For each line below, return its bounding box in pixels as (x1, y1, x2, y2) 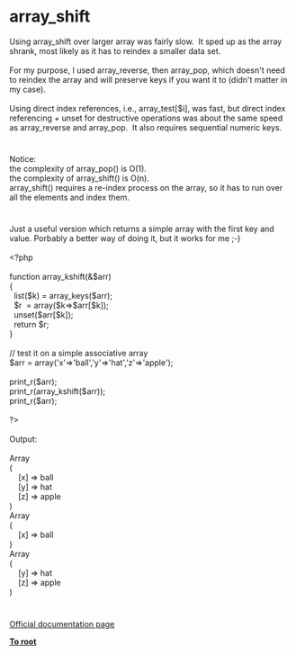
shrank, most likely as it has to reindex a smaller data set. (9, 45, 221, 56)
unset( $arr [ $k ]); (13, 310, 74, 320)
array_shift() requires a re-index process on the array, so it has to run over (9, 183, 283, 193)
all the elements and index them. (9, 192, 130, 203)
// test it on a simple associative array (9, 348, 148, 359)
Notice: (9, 154, 37, 165)
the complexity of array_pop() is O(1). (9, 164, 147, 175)
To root (9, 636, 37, 647)
